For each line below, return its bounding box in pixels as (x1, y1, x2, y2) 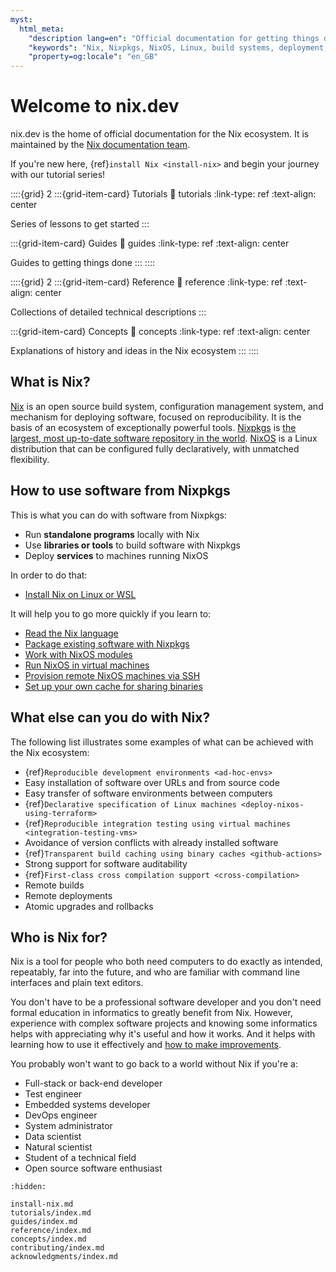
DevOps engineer (24, 1109, 98, 1121)
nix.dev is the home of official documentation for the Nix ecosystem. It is (10, 128, 310, 140)
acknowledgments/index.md (10, 1252, 118, 1262)
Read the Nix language (24, 627, 119, 639)
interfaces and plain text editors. (10, 977, 144, 989)
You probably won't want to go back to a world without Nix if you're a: (10, 1058, 299, 1070)
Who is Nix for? (10, 929, 108, 946)
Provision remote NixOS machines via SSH (24, 669, 201, 681)
